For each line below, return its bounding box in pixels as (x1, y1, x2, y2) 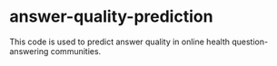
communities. (50, 45, 102, 56)
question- (231, 36, 269, 47)
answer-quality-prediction (9, 6, 213, 27)
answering (9, 45, 49, 56)
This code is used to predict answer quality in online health (9, 36, 230, 47)
